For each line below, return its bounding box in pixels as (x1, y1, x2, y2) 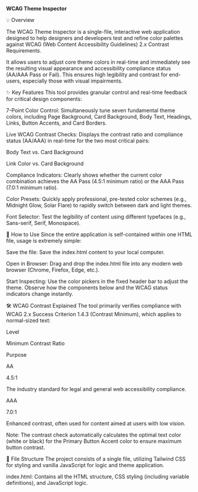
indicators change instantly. (6, 291, 74, 297)
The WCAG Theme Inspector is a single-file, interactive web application (6, 28, 180, 35)
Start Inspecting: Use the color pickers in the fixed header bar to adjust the (6, 278, 188, 285)
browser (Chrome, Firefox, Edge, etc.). (6, 266, 100, 273)
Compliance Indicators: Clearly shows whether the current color (6, 171, 163, 178)
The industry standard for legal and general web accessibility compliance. (6, 386, 187, 392)
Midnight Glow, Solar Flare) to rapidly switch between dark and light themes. (6, 202, 192, 208)
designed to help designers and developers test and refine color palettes (6, 35, 183, 41)
